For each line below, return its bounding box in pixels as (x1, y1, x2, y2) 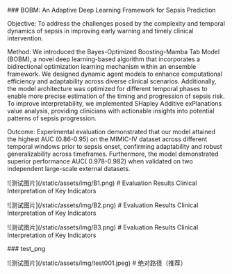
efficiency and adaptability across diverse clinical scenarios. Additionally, (7, 77, 217, 86)
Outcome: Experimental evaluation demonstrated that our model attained (7, 128, 216, 136)
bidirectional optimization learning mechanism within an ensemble (7, 63, 197, 70)
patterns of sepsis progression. (7, 114, 97, 122)
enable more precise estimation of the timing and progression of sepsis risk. (7, 92, 225, 100)
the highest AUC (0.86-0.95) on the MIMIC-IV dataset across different (7, 135, 208, 143)
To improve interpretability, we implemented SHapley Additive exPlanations (7, 99, 222, 107)
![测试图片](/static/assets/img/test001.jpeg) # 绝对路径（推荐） (7, 259, 187, 267)
